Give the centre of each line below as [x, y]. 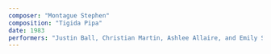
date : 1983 [27, 30]
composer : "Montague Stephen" [59, 15]
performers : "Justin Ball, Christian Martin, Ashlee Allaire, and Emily [133, 38]
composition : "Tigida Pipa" [56, 23]
